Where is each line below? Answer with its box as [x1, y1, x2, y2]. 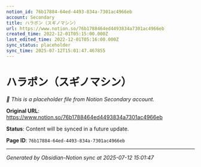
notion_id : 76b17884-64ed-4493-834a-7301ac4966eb [6, 8, 133, 15]
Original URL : [6, 107, 40, 114]
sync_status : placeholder [6, 42, 71, 48]
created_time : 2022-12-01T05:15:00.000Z [6, 31, 109, 37]
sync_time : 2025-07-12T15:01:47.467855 [6, 48, 106, 54]
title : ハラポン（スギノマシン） [6, 20, 79, 26]
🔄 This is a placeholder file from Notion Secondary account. [6, 95, 154, 102]
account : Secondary [6, 14, 55, 20]
